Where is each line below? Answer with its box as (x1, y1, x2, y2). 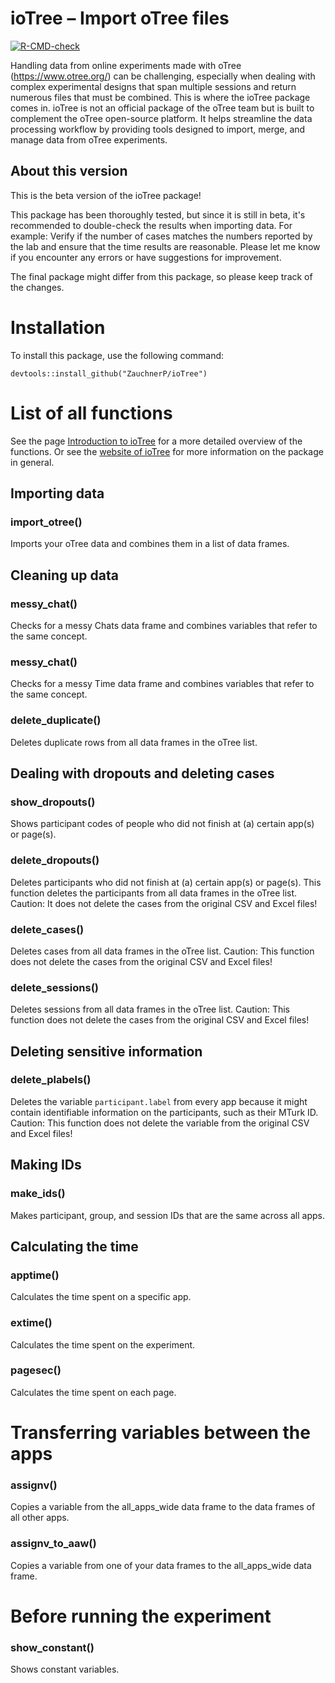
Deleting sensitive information (10, 1043, 203, 1060)
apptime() (10, 1268, 60, 1282)
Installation (10, 316, 106, 339)
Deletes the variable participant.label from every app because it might (10, 1095, 308, 1107)
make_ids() (10, 1187, 66, 1201)
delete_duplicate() (10, 713, 102, 727)
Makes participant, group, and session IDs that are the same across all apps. (10, 1209, 326, 1221)
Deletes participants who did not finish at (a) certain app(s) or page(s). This (10, 876, 322, 888)
